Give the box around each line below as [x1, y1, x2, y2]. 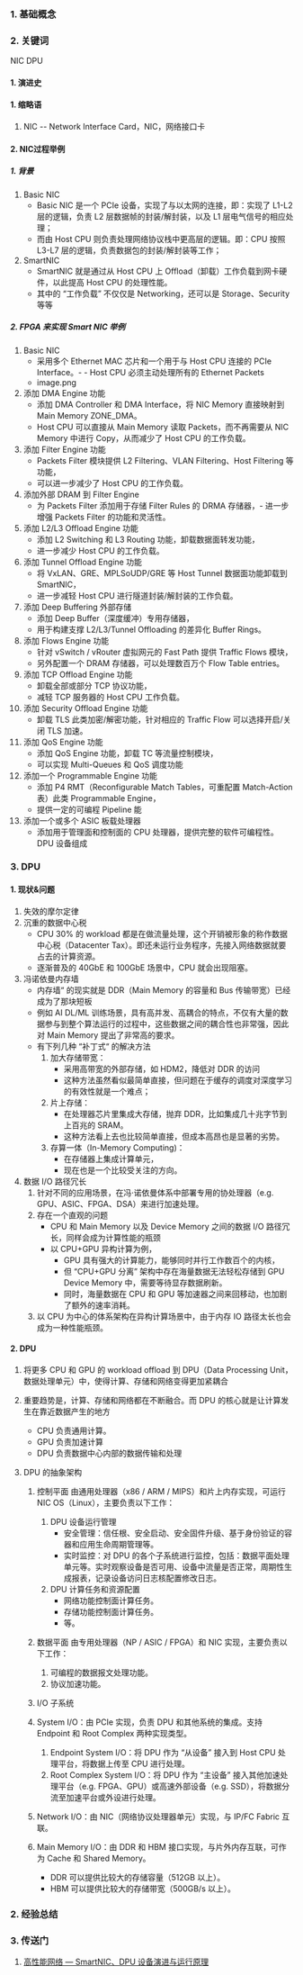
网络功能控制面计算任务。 [63, 1595, 159, 1606]
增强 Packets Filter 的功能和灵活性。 [36, 511, 171, 522]
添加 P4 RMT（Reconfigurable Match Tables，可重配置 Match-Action [36, 781, 293, 792]
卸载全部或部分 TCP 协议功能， [36, 680, 152, 690]
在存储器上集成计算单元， [63, 1153, 159, 1164]
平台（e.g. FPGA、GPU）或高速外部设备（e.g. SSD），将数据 [58, 1781, 282, 1791]
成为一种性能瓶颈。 [36, 1321, 109, 1333]
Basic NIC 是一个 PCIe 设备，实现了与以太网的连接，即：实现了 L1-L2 [36, 200, 293, 211]
